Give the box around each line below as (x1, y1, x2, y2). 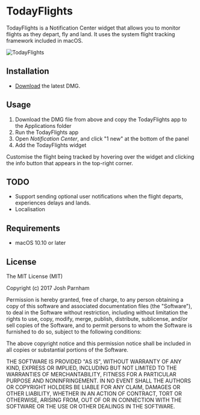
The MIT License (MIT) (6, 273, 63, 280)
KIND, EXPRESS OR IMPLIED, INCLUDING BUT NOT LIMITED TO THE (6, 364, 177, 372)
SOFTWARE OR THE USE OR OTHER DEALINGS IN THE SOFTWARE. (6, 403, 175, 410)
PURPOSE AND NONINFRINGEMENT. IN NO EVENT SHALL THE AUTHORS (6, 377, 192, 384)
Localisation (14, 206, 45, 213)
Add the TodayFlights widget (14, 141, 87, 148)
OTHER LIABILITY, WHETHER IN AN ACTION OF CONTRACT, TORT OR (6, 390, 182, 397)
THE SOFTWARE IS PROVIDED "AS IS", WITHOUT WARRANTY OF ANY (6, 358, 182, 365)
